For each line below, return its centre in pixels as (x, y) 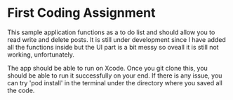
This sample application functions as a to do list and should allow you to (111, 32)
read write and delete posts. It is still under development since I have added (116, 39)
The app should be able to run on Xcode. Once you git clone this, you (108, 68)
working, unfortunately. (41, 55)
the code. (21, 90)
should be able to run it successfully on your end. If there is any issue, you (115, 76)
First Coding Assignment (81, 13)
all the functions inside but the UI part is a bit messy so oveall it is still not (113, 47)
